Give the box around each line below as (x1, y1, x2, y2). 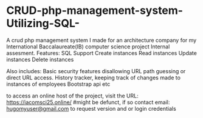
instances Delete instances (6, 56, 74, 63)
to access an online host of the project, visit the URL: (6, 92, 139, 99)
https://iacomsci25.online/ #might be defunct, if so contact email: (6, 98, 170, 106)
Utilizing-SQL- (6, 16, 80, 30)
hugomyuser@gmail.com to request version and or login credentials (6, 105, 176, 112)
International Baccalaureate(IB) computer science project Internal (6, 43, 170, 50)
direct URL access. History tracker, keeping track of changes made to (6, 74, 181, 81)
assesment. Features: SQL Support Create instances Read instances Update (6, 49, 198, 56)
